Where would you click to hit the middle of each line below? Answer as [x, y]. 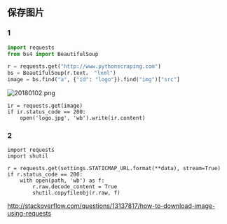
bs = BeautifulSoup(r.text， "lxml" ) [62, 73]
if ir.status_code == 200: [47, 112]
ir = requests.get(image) [45, 106]
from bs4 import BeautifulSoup [53, 54]
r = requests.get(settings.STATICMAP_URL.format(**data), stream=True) [114, 169]
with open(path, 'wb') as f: [62, 181]
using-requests [29, 213]
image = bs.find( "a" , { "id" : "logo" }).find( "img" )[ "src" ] [94, 80]
